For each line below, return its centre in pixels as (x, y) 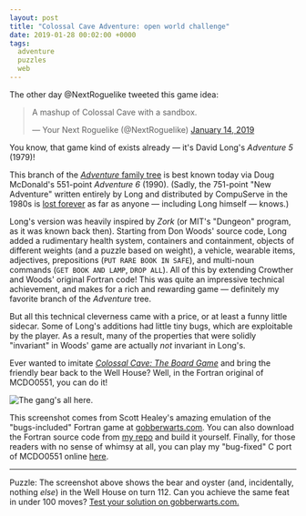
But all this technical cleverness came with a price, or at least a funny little (148, 316)
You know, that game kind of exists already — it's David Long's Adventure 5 (151, 147)
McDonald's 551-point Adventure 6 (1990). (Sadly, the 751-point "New (140, 184)
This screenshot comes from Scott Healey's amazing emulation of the (140, 417)
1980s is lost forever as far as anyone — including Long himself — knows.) (149, 203)
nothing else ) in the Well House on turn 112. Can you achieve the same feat (149, 491)
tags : (20, 43)
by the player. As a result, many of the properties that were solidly (133, 335)
